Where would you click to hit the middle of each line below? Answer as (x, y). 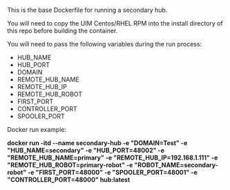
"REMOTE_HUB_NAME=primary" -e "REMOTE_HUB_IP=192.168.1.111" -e (113, 158)
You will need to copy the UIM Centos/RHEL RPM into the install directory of (115, 23)
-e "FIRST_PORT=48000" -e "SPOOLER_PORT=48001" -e (113, 172)
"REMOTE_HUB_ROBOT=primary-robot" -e (70, 165)
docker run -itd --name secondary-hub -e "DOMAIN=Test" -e (97, 143)
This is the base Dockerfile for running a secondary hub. (87, 10)
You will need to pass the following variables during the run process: (105, 44)
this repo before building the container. (63, 31)
